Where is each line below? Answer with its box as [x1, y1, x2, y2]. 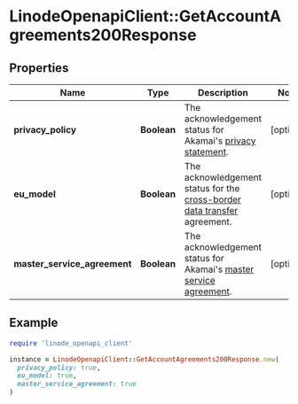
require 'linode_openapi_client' [9, 338, 133, 347]
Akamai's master [184, 263, 255, 276]
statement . [184, 146, 229, 158]
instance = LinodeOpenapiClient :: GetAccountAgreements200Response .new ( [9, 354, 279, 364]
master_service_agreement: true [17, 379, 137, 389]
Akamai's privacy [184, 135, 256, 147]
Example [9, 315, 59, 330]
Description [198, 87, 248, 98]
